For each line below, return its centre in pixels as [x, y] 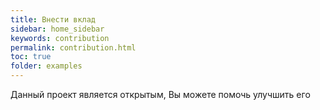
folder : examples [46, 66]
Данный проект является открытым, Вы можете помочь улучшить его [160, 94]
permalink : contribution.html [73, 47]
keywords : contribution [60, 38]
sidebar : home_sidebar [57, 29]
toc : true [31, 57]
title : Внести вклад [53, 19]
